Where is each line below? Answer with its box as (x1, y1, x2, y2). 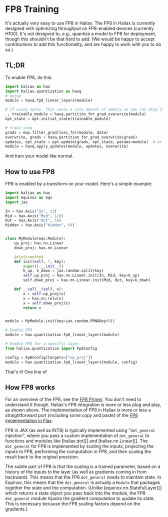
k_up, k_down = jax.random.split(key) (23, 268, 104, 273)
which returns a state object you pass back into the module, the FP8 (5, 490, 146, 496)
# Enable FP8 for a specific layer (5, 341, 79, 346)
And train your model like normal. (5, 153, 73, 159)
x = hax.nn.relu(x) (23, 296, 64, 301)
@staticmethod (14, 254, 43, 259)
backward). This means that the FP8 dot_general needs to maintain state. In (5, 474, 161, 480)
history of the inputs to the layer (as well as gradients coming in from (5, 469, 147, 475)
